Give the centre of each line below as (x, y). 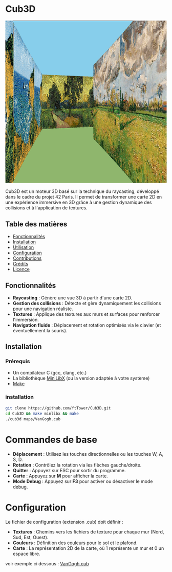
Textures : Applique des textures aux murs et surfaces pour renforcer (86, 314)
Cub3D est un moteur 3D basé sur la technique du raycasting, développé (82, 191)
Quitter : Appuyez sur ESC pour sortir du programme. (69, 470)
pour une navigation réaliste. (43, 309)
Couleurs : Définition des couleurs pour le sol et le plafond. (75, 543)
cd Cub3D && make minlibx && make (42, 414)
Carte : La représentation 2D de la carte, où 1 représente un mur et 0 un (88, 548)
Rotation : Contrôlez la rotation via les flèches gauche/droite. (77, 465)
